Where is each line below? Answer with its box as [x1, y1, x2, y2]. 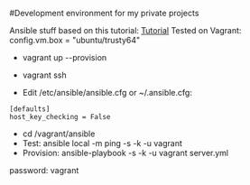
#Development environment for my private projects [9, 8, 199, 18]
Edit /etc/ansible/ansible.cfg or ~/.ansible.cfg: [22, 88, 192, 97]
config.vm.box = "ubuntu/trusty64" [9, 35, 141, 45]
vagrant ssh [22, 69, 68, 80]
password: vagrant [9, 165, 79, 175]
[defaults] [9, 105, 51, 114]
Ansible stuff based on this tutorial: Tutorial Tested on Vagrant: [9, 25, 242, 35]
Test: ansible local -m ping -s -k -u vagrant [22, 138, 183, 148]
